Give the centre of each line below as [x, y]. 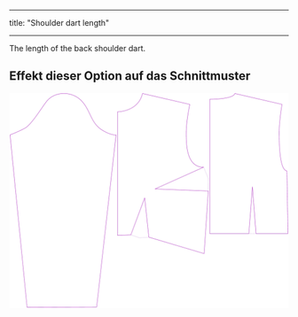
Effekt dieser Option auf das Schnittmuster [130, 76]
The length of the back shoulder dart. [78, 48]
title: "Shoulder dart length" [59, 23]
